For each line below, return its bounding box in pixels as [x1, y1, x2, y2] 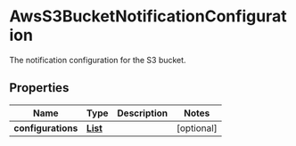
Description [117, 107, 168, 119]
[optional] [176, 122, 218, 134]
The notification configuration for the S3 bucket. [9, 54, 186, 65]
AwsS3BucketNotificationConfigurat [9, 6, 287, 27]
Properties [9, 80, 70, 95]
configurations [13, 122, 78, 134]
